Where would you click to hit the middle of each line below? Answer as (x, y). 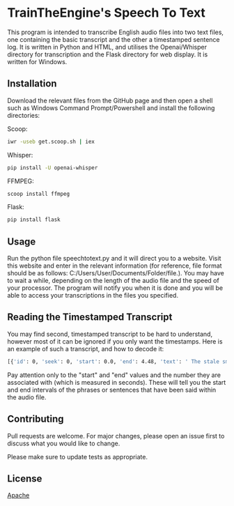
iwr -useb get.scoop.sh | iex (51, 141)
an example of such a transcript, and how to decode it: (86, 348)
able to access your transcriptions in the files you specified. (93, 296)
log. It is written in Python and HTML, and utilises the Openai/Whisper (107, 47)
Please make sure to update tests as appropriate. (78, 457)
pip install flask (34, 220)
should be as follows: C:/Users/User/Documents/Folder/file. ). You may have (116, 273)
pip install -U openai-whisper (53, 168)
